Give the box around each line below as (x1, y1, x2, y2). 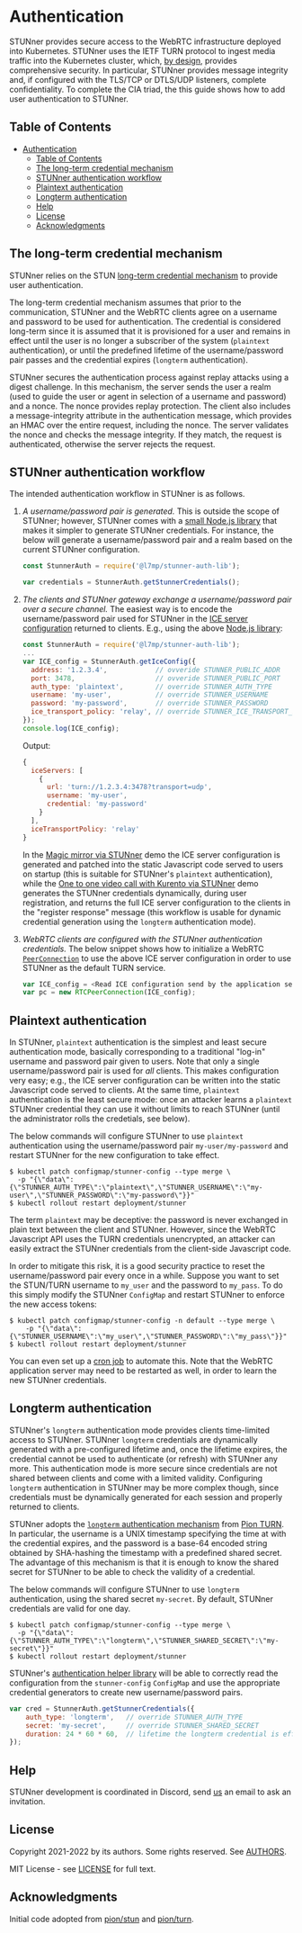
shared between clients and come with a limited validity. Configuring (9, 1472, 263, 1483)
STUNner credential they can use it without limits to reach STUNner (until (9, 1104, 280, 1115)
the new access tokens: (9, 1299, 97, 1310)
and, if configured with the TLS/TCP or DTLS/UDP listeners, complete (9, 74, 267, 85)
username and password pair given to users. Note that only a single (9, 1056, 260, 1067)
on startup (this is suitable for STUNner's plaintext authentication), (22, 868, 273, 879)
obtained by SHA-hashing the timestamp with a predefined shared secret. (9, 1547, 283, 1558)
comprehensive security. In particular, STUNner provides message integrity (9, 65, 289, 76)
